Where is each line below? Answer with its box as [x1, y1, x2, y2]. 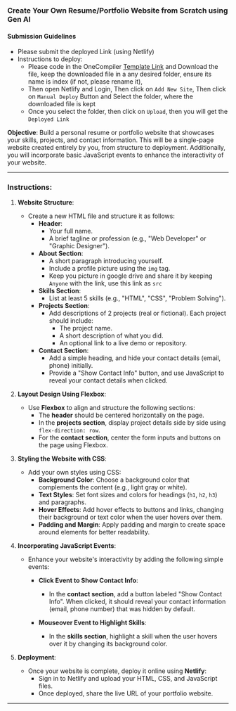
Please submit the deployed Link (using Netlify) [17, 48, 155, 56]
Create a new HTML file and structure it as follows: [27, 212, 176, 220]
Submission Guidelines [7, 32, 77, 40]
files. [38, 681, 53, 691]
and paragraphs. [38, 498, 86, 506]
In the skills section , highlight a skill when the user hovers [48, 632, 218, 641]
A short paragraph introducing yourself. [48, 257, 164, 265]
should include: [48, 316, 93, 325]
